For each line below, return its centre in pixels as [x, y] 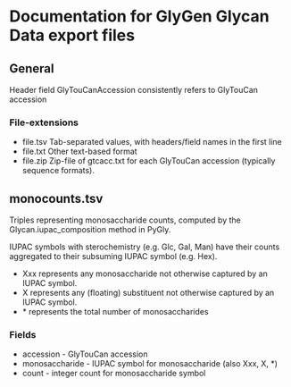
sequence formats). [58, 171]
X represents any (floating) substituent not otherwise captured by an [148, 293]
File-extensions [44, 122]
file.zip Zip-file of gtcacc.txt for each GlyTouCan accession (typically [149, 161]
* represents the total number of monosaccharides [115, 312]
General [32, 68]
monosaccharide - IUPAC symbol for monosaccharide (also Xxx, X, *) [150, 364]
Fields [23, 335]
